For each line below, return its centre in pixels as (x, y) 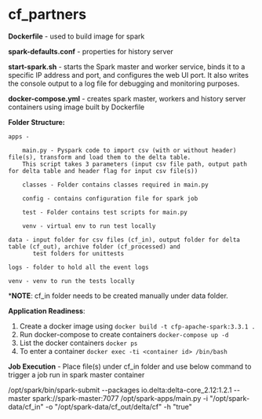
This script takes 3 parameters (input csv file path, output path (135, 164)
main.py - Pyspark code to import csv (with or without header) (129, 150)
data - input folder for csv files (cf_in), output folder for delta (124, 240)
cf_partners (47, 15)
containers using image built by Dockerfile (76, 107)
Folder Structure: (36, 122)
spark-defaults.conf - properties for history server (91, 51)
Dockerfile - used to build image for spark (76, 36)
